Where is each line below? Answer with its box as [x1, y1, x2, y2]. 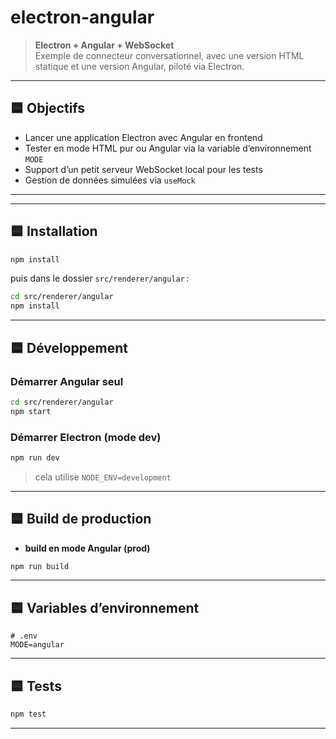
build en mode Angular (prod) [24, 542, 151, 554]
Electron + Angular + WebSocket [34, 39, 175, 51]
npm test [10, 709, 47, 720]
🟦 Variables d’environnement [10, 599, 200, 616]
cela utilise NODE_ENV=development [34, 471, 172, 483]
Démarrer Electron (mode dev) [10, 430, 162, 444]
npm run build [10, 561, 70, 571]
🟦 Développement [10, 339, 128, 356]
